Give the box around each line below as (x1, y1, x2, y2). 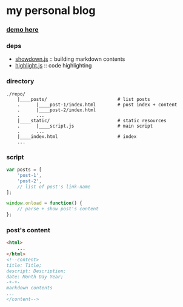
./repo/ (6, 91, 26, 97)
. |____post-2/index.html (17, 107, 96, 113)
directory (6, 77, 35, 86)
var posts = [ (6, 167, 42, 173)
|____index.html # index (17, 133, 137, 140)
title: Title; (6, 262, 42, 268)
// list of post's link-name (17, 184, 91, 190)
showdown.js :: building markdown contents (15, 55, 125, 63)
